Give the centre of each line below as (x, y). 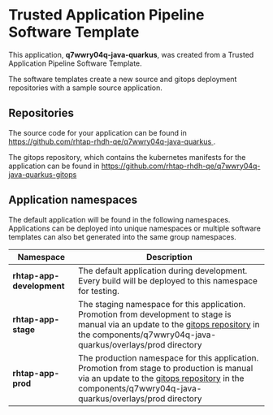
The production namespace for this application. (169, 357)
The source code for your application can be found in (97, 132)
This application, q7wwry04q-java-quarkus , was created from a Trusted (131, 54)
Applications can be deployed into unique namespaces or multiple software (135, 228)
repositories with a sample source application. (85, 88)
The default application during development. (163, 270)
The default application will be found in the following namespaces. (119, 219)
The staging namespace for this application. (162, 304)
